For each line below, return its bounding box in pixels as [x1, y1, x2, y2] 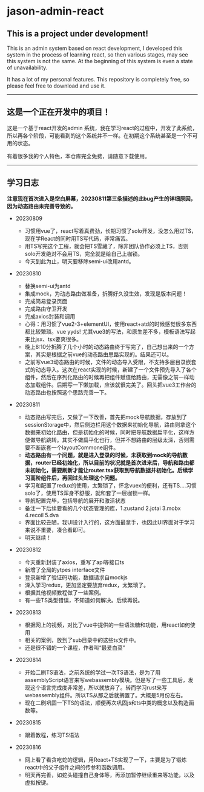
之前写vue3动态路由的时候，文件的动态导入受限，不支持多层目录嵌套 [24, 358, 197, 365]
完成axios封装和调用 [24, 312, 76, 320]
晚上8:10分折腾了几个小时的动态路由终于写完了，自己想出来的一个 [24, 343, 189, 350]
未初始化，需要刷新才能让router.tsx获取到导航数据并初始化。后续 [24, 466, 188, 473]
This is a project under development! [7, 29, 149, 39]
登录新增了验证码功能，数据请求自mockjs [24, 573, 128, 581]
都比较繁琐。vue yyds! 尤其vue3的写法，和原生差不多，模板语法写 [24, 328, 191, 335]
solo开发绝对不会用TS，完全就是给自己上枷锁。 [24, 250, 143, 257]
